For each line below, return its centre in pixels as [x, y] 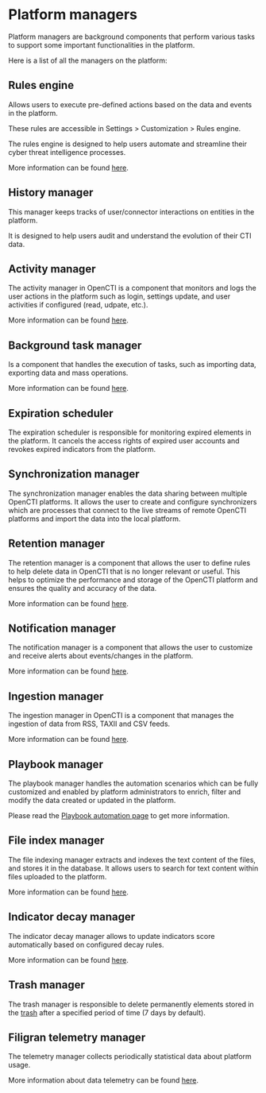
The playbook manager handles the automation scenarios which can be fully [133, 783]
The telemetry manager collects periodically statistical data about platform [130, 1056]
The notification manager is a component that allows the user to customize [131, 647]
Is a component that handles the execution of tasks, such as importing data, [132, 365]
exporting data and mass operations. [68, 373]
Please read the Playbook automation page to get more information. [119, 816]
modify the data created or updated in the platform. [92, 801]
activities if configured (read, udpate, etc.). [78, 305]
